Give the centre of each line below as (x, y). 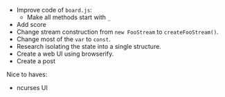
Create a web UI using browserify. (65, 54)
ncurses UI (32, 88)
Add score (31, 24)
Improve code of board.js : (54, 10)
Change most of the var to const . (64, 39)
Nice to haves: (27, 74)
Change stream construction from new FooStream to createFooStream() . (117, 32)
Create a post (36, 61)
